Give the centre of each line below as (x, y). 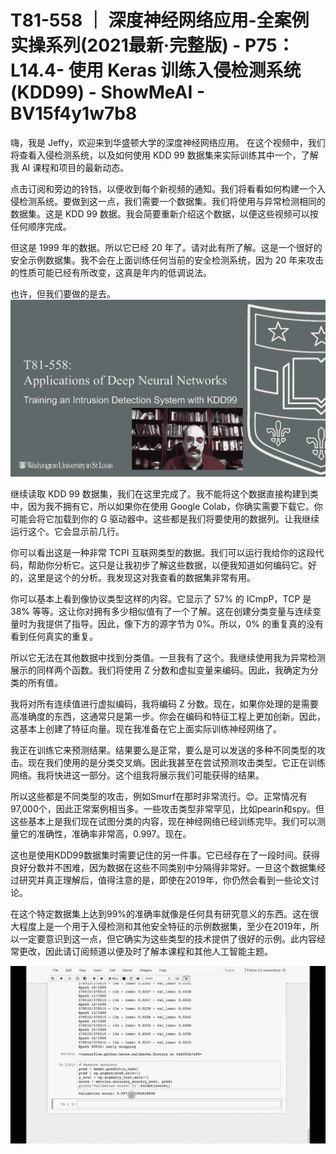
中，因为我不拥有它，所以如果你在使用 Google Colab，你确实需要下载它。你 (166, 507)
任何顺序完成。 (41, 226)
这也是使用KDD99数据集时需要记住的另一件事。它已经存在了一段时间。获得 (165, 855)
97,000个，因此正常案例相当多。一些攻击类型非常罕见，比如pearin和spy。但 (167, 809)
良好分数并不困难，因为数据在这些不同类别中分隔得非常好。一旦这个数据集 (163, 868)
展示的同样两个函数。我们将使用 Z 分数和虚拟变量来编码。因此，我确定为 (160, 670)
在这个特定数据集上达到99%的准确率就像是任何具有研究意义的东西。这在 (160, 914)
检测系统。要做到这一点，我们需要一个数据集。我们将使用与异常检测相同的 (172, 201)
